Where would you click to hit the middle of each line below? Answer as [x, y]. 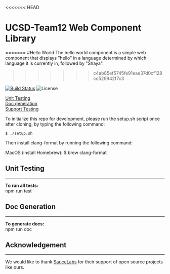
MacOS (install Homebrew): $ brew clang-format [56, 152]
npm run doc [18, 229]
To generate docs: [25, 224]
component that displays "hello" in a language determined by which [76, 58]
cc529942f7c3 [109, 79]
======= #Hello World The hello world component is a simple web [76, 52]
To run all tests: [22, 185]
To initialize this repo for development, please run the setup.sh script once [83, 119]
